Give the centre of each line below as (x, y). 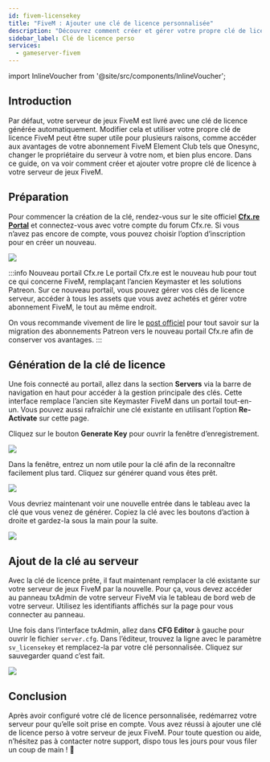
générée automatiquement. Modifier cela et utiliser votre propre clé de (125, 129)
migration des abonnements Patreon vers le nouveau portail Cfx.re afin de (131, 331)
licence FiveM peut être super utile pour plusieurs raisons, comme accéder (133, 137)
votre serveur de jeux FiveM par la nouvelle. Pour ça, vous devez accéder (130, 589)
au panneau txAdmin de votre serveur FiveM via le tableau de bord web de (132, 598)
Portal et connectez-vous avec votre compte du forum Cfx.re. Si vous (124, 225)
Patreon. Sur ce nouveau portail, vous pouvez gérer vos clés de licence (127, 289)
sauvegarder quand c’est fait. (57, 656)
